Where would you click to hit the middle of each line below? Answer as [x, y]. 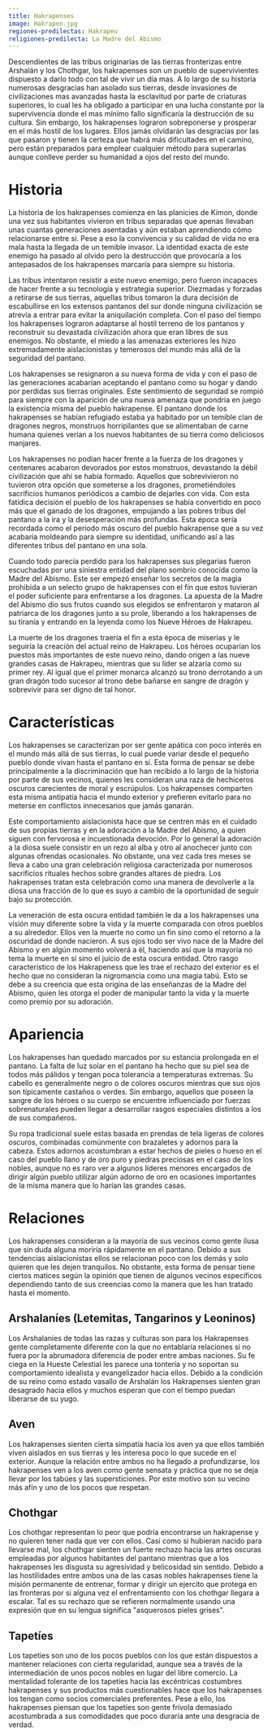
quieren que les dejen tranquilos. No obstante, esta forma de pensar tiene [132, 1267]
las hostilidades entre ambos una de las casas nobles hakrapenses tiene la [133, 1576]
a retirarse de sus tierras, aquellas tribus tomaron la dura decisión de [123, 297]
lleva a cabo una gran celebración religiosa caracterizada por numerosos [131, 865]
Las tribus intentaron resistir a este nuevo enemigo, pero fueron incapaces [133, 280]
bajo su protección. [41, 899]
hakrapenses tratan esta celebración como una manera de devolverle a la [132, 882]
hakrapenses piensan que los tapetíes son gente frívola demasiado [121, 1707]
